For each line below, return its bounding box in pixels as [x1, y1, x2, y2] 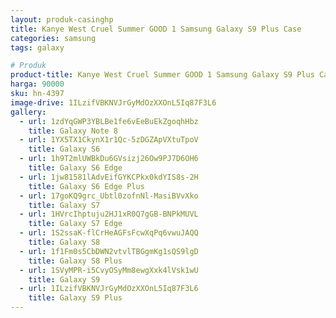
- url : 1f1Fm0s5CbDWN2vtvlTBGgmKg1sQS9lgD [19, 246, 199, 256]
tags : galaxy [10, 42, 65, 53]
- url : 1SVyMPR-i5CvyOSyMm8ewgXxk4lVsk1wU [19, 265, 199, 275]
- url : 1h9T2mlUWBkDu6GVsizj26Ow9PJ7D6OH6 [19, 154, 199, 164]
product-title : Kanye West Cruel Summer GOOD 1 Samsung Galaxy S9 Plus [10, 70, 315, 80]
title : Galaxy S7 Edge [28, 219, 123, 229]
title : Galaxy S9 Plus [28, 293, 123, 303]
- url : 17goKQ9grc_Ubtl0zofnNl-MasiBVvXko [19, 191, 199, 201]
